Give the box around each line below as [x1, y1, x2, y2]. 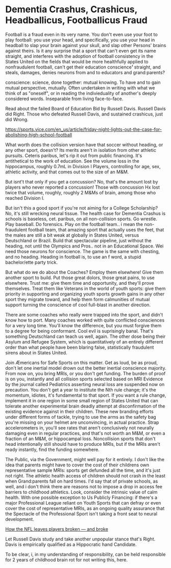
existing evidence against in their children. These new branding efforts [5, 408, 154, 415]
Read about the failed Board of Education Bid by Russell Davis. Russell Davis [5, 105, 166, 111]
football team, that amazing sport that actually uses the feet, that [28, 226, 164, 233]
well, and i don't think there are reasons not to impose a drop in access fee [5, 483, 162, 489]
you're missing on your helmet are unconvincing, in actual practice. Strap [5, 419, 159, 425]
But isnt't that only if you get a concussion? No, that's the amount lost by [5, 178, 158, 185]
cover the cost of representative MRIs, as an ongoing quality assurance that [5, 505, 165, 511]
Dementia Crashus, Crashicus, [5, 4, 138, 15]
